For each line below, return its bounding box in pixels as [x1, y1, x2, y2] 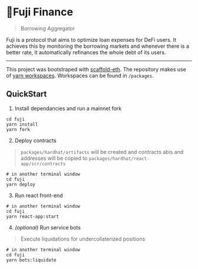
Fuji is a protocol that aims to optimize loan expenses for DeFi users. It [6, 36, 177, 43]
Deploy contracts [14, 137, 57, 144]
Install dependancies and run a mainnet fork [14, 104, 122, 111]
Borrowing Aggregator [20, 25, 75, 32]
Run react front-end [14, 192, 63, 199]
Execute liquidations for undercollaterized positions [20, 235, 146, 242]
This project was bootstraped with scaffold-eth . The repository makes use [6, 65, 187, 73]
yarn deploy [6, 181, 35, 188]
